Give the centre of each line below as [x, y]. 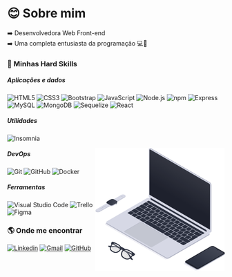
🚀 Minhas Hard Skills [42, 64]
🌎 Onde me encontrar [45, 230]
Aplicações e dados [36, 80]
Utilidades [22, 121]
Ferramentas [26, 187]
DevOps [19, 154]
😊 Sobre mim [47, 13]
